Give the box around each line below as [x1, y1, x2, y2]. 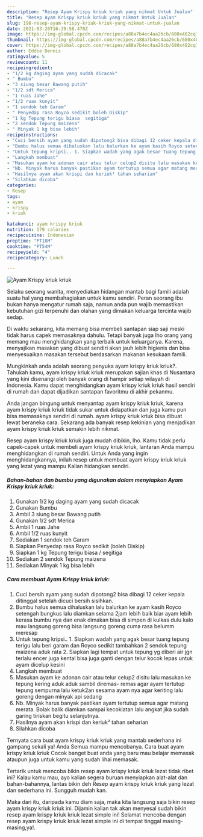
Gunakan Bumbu [15, 504, 57, 511]
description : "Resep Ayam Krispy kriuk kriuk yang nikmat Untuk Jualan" [7, 8, 193, 15]
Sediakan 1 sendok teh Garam [15, 536, 90, 543]
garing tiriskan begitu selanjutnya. [15, 712, 100, 720]
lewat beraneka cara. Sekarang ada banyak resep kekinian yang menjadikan [7, 419, 196, 426]
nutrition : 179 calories [7, 227, 69, 233]
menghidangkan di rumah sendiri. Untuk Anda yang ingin [7, 449, 148, 457]
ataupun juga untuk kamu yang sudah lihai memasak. [7, 756, 139, 763]
